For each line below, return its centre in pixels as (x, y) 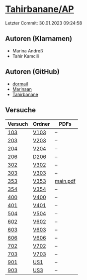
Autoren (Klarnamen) (39, 39)
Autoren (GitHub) (32, 72)
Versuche (21, 110)
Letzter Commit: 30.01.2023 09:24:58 (44, 23)
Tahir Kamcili (26, 56)
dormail (20, 84)
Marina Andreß (28, 50)
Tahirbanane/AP (40, 9)
